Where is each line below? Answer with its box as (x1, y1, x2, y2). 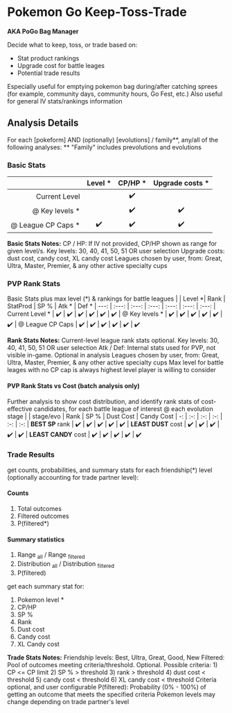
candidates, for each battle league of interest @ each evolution (33, 404, 213, 413)
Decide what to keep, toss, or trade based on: (7, 40, 138, 49)
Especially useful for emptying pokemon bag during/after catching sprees (7, 82, 218, 90)
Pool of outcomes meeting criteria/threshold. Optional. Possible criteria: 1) (7, 660, 218, 669)
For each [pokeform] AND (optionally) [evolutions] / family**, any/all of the (7, 135, 219, 144)
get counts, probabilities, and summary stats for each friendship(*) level (7, 466, 213, 474)
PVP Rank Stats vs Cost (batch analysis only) (7, 381, 140, 389)
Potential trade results (17, 69, 80, 77)
